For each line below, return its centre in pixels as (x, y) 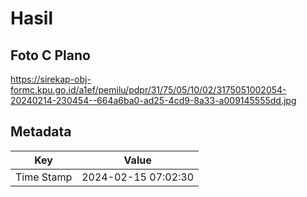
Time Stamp (44, 177)
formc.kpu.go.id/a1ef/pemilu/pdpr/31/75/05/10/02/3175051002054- (148, 90)
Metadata (41, 132)
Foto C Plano (50, 55)
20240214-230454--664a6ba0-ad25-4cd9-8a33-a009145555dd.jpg (153, 100)
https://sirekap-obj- (51, 79)
